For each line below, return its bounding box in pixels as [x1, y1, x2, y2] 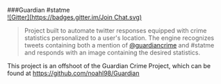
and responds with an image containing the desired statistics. [24, 48, 200, 56]
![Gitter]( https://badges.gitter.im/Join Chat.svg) [7, 13, 142, 21]
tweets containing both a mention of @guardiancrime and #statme [24, 41, 215, 49]
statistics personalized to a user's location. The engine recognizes [24, 34, 214, 42]
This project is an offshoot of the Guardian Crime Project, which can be [7, 62, 211, 70]
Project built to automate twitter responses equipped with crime [24, 27, 207, 34]
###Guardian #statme [7, 6, 71, 14]
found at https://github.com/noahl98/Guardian [7, 69, 140, 77]
